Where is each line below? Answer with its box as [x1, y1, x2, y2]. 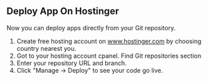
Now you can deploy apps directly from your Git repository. [6, 23, 176, 32]
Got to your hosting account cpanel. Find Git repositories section [16, 51, 202, 60]
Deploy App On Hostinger [6, 5, 119, 17]
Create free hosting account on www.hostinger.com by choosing [16, 37, 202, 45]
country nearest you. [16, 44, 77, 52]
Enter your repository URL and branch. [16, 58, 128, 67]
